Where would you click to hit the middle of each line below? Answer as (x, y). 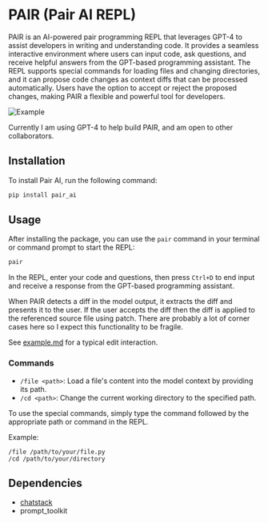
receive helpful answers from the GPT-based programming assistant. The (130, 62)
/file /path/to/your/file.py (57, 452)
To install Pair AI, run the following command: (83, 180)
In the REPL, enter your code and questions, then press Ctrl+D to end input (132, 277)
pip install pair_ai (43, 195)
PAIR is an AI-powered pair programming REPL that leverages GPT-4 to (125, 37)
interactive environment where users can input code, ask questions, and (127, 54)
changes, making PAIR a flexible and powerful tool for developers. (117, 96)
